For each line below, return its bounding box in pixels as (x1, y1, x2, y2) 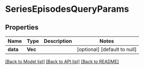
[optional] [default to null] (76, 46, 137, 53)
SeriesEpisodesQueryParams (5, 3, 129, 15)
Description (44, 38, 72, 44)
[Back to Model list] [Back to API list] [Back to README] (5, 59, 119, 65)
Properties (5, 23, 39, 32)
